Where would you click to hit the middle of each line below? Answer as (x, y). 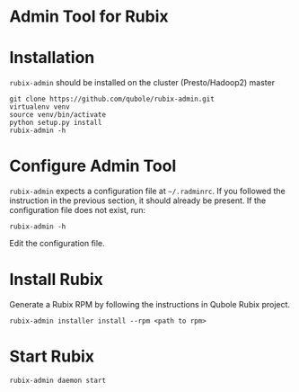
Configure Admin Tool (93, 166)
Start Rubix (52, 356)
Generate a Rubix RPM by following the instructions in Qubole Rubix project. (149, 304)
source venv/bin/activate (57, 115)
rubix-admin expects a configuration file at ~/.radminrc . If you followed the (147, 192)
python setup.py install (56, 123)
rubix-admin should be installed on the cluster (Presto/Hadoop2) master (142, 83)
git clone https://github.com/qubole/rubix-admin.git (112, 99)
